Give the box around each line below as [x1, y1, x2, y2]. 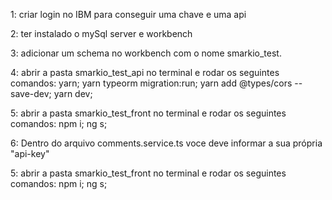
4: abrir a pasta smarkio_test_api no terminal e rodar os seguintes [10, 67, 280, 78]
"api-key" [10, 148, 50, 159]
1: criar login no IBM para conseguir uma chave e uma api [10, 9, 247, 20]
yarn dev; [53, 88, 93, 99]
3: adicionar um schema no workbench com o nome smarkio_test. [10, 47, 282, 59]
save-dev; [10, 88, 52, 99]
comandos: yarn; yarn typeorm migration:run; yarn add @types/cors [10, 77, 293, 89]
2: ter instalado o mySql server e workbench [10, 28, 193, 39]
